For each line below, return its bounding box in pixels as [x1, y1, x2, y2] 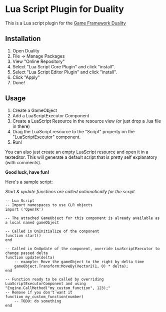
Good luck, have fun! [5, 169, 49, 175]
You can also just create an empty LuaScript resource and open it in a [5, 149, 148, 155]
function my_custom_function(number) [5, 294, 84, 299]
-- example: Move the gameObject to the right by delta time [14, 259, 144, 264]
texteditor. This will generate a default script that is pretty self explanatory [5, 154, 157, 160]
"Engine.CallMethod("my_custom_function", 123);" [5, 286, 111, 291]
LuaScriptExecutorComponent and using [5, 281, 86, 286]
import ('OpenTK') [5, 207, 43, 212]
